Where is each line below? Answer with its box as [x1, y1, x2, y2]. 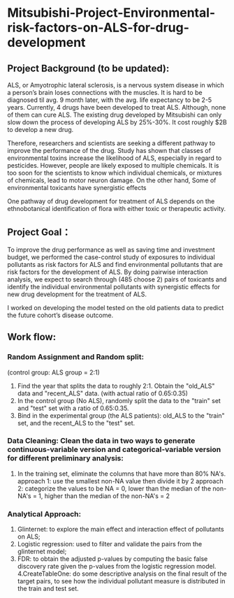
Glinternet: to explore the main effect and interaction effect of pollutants [17, 525, 225, 534]
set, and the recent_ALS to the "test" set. [17, 418, 136, 427]
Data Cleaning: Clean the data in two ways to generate [7, 436, 196, 446]
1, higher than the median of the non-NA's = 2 [38, 491, 170, 500]
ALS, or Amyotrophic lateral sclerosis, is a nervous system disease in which [7, 81, 225, 89]
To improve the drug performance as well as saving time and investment [7, 245, 215, 254]
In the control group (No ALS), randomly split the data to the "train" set [17, 396, 221, 404]
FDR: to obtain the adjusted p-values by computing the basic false [17, 555, 208, 563]
